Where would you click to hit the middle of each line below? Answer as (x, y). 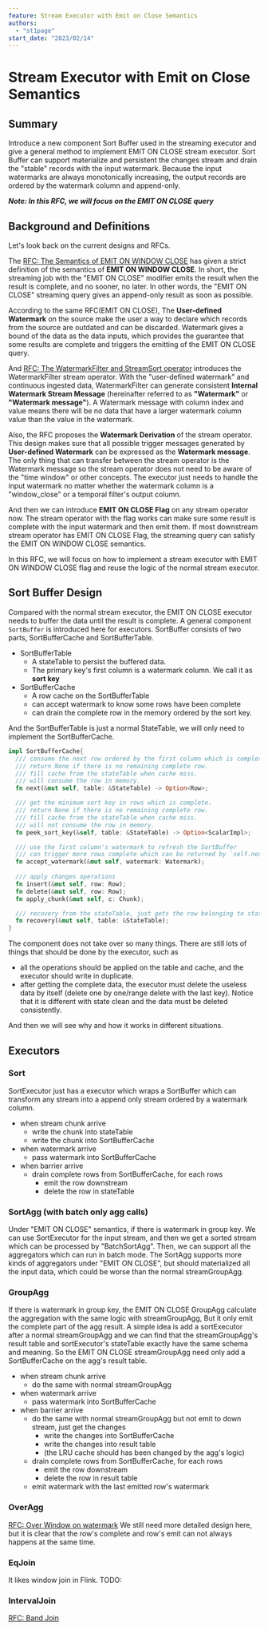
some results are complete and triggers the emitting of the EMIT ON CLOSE (132, 345)
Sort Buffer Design (55, 593)
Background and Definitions (79, 226)
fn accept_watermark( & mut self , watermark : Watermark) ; (110, 862)
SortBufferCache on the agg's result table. (78, 1361)
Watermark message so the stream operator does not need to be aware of (130, 469)
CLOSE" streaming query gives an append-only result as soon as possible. (131, 295)
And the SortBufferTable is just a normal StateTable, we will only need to (126, 727)
